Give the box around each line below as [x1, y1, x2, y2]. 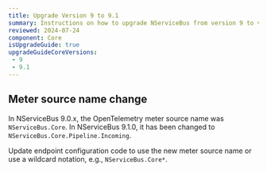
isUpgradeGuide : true [8, 41, 80, 49]
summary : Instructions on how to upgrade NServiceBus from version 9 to [8, 19, 254, 27]
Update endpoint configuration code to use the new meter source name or [8, 146, 252, 155]
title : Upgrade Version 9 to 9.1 [8, 11, 119, 20]
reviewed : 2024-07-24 [8, 26, 80, 34]
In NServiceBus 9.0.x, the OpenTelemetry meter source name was [8, 113, 224, 123]
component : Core [8, 33, 62, 42]
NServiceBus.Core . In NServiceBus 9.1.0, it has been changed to [8, 122, 215, 132]
